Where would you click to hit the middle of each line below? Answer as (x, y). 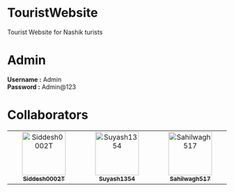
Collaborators (48, 115)
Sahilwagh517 (190, 178)
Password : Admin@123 (42, 87)
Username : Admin (34, 79)
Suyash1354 (117, 178)
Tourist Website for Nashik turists (55, 32)
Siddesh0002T (44, 178)
